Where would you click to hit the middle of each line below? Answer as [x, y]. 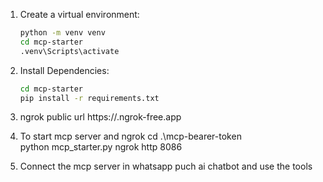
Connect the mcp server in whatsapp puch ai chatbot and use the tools [166, 166]
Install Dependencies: [64, 70]
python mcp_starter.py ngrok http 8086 [101, 147]
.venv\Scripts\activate [69, 51]
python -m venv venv [62, 33]
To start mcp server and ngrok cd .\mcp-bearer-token [130, 136]
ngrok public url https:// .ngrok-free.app [100, 117]
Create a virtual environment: [79, 14]
